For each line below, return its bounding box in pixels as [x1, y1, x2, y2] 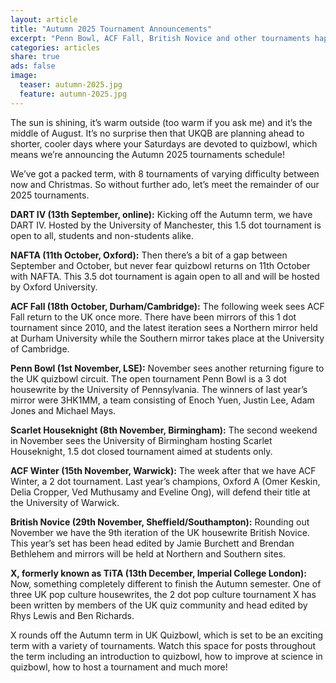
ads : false [10, 61, 56, 71]
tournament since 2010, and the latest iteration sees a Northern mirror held [10, 321, 318, 333]
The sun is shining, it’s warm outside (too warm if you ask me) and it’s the [10, 116, 313, 128]
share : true [10, 52, 60, 62]
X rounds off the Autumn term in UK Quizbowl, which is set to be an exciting [10, 629, 324, 641]
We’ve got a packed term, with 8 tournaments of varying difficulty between [10, 167, 320, 180]
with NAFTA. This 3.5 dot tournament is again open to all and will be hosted [10, 270, 320, 282]
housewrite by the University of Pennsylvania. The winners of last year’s [10, 383, 308, 395]
